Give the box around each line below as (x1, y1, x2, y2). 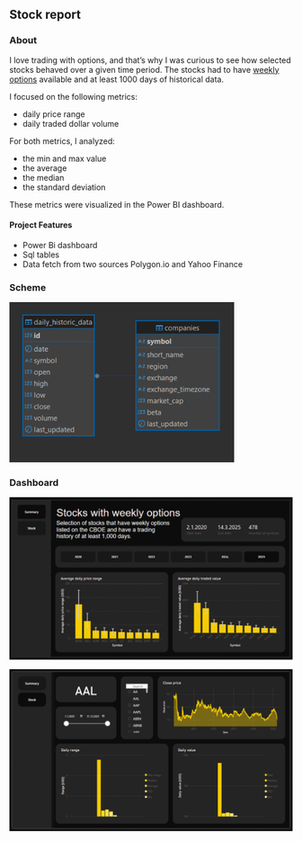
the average (22, 162, 67, 174)
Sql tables (22, 249, 60, 260)
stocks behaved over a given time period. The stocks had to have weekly (9, 64, 280, 75)
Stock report (9, 7, 81, 22)
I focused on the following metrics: (9, 91, 138, 102)
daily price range (22, 108, 85, 120)
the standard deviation (22, 182, 106, 192)
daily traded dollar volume (22, 118, 120, 129)
